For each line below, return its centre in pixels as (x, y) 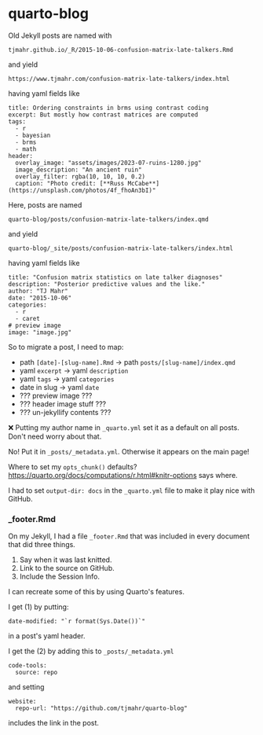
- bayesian (33, 135)
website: (22, 702)
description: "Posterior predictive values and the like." (107, 284)
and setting (26, 687)
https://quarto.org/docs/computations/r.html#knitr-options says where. (123, 475)
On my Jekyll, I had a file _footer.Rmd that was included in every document (129, 536)
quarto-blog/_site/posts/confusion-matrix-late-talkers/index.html (121, 248)
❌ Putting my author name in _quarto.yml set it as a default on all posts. (124, 427)
